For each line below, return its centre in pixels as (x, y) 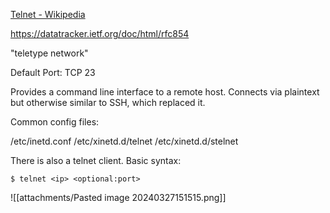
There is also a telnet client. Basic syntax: (96, 160)
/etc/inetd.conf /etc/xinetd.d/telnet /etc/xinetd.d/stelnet (124, 141)
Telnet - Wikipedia (48, 14)
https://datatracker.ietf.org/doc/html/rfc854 (100, 33)
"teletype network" (49, 53)
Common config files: (55, 122)
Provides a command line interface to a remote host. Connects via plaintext (165, 92)
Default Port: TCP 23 (53, 72)
